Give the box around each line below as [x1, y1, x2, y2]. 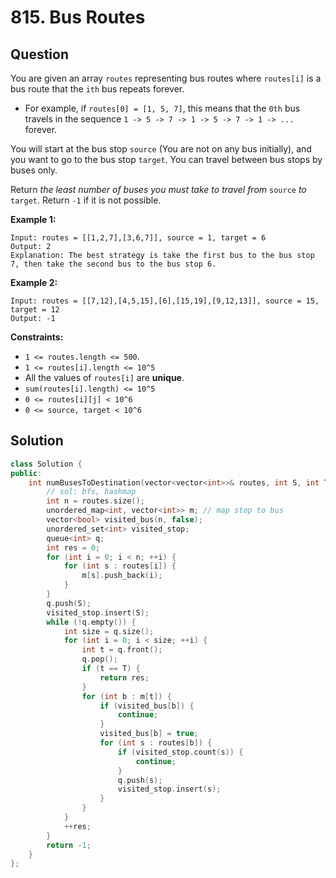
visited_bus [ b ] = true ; [99, 729, 199, 739]
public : [10, 468, 43, 478]
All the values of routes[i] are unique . [24, 372, 185, 383]
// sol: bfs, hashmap [46, 487, 137, 497]
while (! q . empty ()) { [46, 617, 137, 627]
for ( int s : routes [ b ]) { [99, 738, 213, 748]
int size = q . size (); [63, 626, 155, 636]
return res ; [99, 672, 150, 683]
